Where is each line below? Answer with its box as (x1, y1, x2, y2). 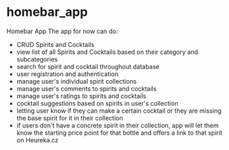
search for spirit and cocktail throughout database (16, 62, 160, 71)
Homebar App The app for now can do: (6, 27, 118, 35)
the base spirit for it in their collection (16, 113, 123, 122)
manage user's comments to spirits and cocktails (16, 84, 157, 93)
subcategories (16, 55, 58, 63)
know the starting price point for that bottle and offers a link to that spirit (16, 129, 223, 137)
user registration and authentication (16, 70, 119, 78)
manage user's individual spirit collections (16, 77, 137, 85)
